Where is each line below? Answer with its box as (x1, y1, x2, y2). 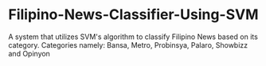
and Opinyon (8, 49, 50, 58)
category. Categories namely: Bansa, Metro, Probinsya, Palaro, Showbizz (8, 40, 248, 49)
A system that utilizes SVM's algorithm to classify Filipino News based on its (8, 32, 259, 41)
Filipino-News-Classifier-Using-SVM (8, 6, 259, 24)
